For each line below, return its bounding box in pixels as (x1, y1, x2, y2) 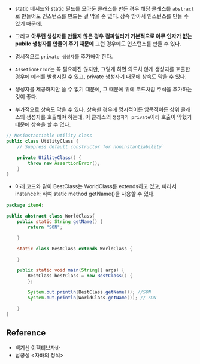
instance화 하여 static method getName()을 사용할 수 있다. (14, 190, 155, 198)
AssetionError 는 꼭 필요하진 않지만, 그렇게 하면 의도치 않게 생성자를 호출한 (14, 66, 190, 73)
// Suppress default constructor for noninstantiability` (17, 143, 165, 150)
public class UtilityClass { (6, 139, 79, 145)
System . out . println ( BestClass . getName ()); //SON (28, 289, 151, 295)
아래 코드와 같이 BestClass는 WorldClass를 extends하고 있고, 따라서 (14, 183, 177, 190)
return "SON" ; (28, 224, 63, 230)
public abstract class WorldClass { (6, 213, 95, 219)
